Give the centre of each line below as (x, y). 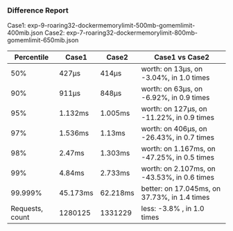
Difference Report (38, 10)
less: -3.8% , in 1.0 (173, 209)
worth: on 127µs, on (174, 109)
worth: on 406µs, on (174, 129)
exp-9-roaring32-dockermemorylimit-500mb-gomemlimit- (111, 26)
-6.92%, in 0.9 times (175, 98)
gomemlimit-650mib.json (43, 40)
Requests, (27, 209)
